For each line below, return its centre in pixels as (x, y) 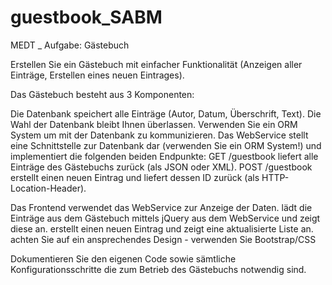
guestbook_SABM (86, 17)
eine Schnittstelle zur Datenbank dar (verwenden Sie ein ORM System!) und (166, 145)
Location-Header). (48, 188)
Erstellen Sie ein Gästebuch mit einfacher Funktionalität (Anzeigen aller (156, 64)
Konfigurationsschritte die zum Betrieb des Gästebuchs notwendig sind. (158, 269)
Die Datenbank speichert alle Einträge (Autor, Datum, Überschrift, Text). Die (166, 113)
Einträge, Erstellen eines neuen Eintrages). (97, 75)
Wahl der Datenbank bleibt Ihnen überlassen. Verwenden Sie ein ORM (154, 124)
